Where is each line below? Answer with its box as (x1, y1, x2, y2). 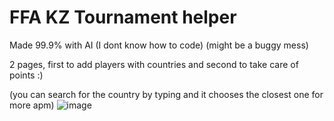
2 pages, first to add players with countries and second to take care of (9, 58, 299, 70)
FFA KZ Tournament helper (9, 6, 237, 29)
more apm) (9, 99, 55, 111)
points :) (9, 69, 44, 81)
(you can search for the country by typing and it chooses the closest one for (9, 88, 324, 100)
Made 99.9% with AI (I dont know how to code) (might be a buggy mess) (9, 39, 309, 51)
